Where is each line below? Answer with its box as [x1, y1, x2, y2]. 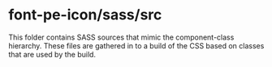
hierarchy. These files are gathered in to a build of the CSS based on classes [8, 40, 265, 50]
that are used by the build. [8, 49, 96, 59]
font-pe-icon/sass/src [8, 6, 162, 24]
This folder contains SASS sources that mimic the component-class [8, 32, 235, 42]
